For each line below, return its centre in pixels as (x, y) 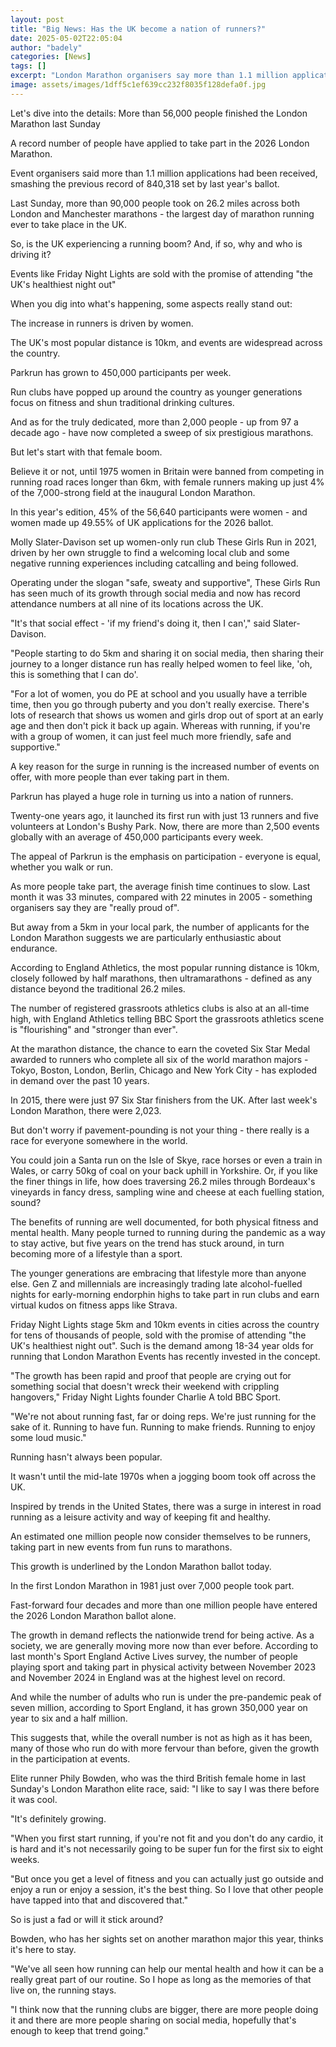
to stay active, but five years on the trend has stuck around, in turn (147, 1243)
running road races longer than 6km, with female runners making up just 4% (167, 482)
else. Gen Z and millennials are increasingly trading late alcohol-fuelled (156, 1283)
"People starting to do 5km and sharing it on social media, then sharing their (167, 653)
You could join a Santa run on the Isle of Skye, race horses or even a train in (166, 1160)
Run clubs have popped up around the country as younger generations (156, 392)
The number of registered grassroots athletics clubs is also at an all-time (160, 1008)
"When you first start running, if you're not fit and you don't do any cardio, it (167, 1838)
